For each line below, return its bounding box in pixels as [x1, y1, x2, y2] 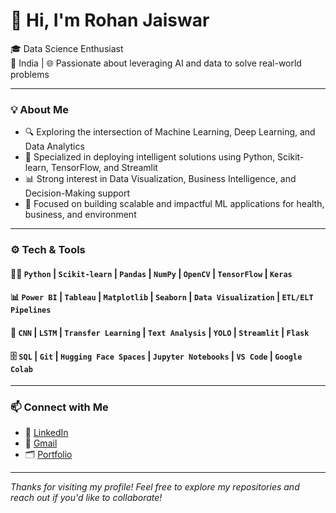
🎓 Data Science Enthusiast [10, 42, 124, 54]
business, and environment [24, 209, 137, 221]
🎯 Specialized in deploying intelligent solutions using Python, [24, 151, 276, 163]
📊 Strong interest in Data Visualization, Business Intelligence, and [24, 173, 297, 185]
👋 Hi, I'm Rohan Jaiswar [10, 9, 210, 32]
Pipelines [10, 305, 52, 316]
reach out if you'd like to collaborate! [10, 492, 163, 504]
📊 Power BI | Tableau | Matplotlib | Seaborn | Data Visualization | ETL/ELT [10, 291, 314, 303]
